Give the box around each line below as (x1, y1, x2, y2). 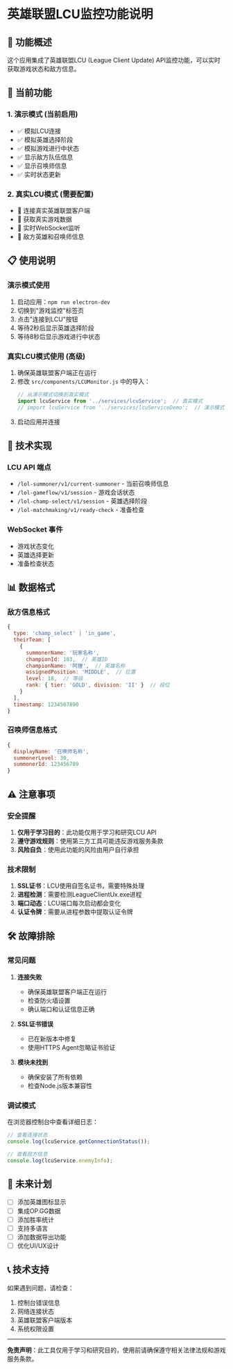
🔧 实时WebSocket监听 (17, 223, 81, 232)
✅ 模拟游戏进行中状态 (17, 144, 80, 152)
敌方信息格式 (7, 607, 51, 616)
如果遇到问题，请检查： (7, 1283, 74, 1292)
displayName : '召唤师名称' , (13, 748, 89, 755)
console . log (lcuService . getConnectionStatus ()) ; (7, 1138, 150, 1145)
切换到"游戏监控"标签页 (17, 306, 85, 314)
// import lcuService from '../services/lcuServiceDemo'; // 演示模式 (17, 404, 225, 411)
